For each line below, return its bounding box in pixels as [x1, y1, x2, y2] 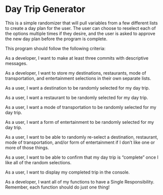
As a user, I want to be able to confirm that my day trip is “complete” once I [5, 154, 159, 160]
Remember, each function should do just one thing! [5, 184, 110, 190]
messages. [5, 60, 28, 66]
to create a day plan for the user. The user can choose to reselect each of [5, 25, 156, 31]
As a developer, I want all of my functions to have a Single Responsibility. [5, 179, 155, 185]
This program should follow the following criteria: [5, 45, 106, 51]
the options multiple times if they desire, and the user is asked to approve [5, 30, 156, 36]
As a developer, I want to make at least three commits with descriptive [5, 55, 149, 61]
